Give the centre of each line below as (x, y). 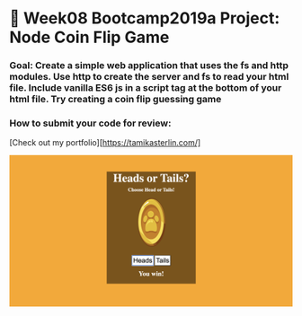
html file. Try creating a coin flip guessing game (115, 100)
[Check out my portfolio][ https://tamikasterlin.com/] (105, 143)
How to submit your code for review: (90, 123)
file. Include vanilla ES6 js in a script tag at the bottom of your (146, 88)
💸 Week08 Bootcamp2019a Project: (145, 18)
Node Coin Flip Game (89, 37)
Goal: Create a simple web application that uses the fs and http (149, 66)
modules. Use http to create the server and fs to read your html (149, 77)
